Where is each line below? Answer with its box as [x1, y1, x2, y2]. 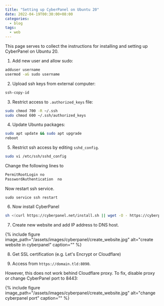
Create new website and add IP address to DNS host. [12, 222, 119, 227]
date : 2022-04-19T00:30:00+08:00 [5, 12, 73, 17]
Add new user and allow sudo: [12, 58, 73, 63]
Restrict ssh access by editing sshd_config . [12, 144, 99, 150]
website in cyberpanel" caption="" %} [5, 242, 82, 247]
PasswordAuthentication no [5, 177, 62, 182]
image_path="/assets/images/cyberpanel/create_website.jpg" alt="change [5, 290, 156, 296]
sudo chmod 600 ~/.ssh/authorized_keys [5, 113, 86, 118]
